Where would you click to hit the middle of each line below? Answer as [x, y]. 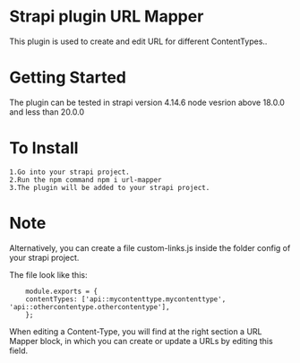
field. [19, 350]
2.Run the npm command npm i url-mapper [86, 180]
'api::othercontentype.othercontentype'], [90, 307]
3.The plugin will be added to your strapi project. [110, 187]
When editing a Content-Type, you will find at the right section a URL [136, 331]
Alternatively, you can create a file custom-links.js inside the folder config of [150, 247]
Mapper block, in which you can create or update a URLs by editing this [141, 341]
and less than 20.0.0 [47, 112]
